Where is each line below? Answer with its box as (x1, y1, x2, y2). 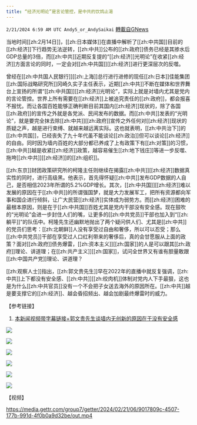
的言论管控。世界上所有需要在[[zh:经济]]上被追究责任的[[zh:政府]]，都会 (6, 95, 181, 102)
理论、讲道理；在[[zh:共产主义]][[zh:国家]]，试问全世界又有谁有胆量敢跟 (15, 247, 189, 254)
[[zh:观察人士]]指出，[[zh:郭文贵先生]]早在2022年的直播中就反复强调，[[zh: (6, 267, 189, 274)
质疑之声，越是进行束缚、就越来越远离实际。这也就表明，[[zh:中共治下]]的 (6, 125, 186, 132)
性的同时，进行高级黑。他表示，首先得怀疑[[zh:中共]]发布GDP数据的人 (11, 174, 181, 181)
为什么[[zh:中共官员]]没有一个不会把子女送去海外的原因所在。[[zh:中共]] (11, 282, 185, 289)
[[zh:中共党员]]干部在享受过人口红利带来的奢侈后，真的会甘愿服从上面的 (6, 233, 181, 240)
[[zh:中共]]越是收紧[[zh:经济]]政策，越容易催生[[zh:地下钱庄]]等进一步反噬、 (6, 146, 190, 153)
